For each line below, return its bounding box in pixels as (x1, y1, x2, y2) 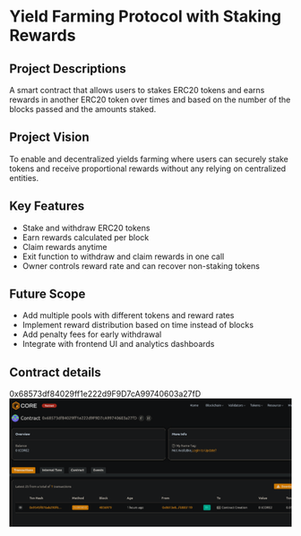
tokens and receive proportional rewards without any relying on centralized (9, 163, 287, 174)
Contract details (9, 365, 101, 380)
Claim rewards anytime (21, 241, 107, 252)
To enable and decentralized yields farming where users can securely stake (9, 153, 288, 164)
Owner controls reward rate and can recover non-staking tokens (21, 260, 260, 271)
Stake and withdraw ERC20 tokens (21, 222, 150, 233)
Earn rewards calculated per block (21, 231, 150, 243)
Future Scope (9, 287, 86, 302)
